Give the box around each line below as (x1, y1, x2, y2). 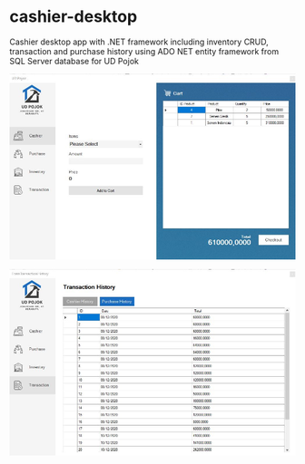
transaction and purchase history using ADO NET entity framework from (9, 45, 280, 56)
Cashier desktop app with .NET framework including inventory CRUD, (9, 36, 270, 47)
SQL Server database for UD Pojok (9, 55, 139, 66)
